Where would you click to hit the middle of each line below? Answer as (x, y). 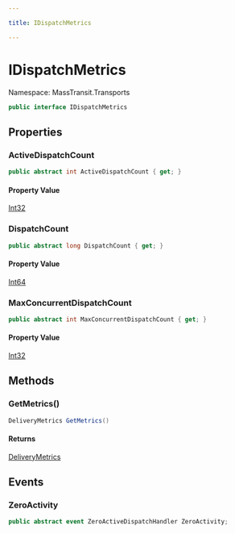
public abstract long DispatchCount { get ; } (86, 246)
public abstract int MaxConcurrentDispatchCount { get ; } (107, 319)
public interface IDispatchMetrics (68, 107)
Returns (22, 439)
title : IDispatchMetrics (50, 23)
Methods (31, 381)
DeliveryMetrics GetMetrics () (59, 420)
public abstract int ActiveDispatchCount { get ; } (95, 172)
